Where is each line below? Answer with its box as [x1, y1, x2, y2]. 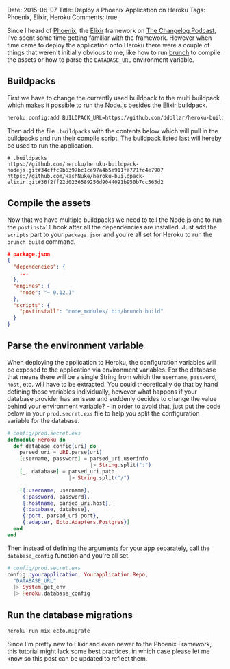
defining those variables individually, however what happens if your [7, 387, 197, 396]
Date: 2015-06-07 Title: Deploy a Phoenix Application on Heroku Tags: [7, 6, 205, 14]
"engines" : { [13, 282, 51, 289]
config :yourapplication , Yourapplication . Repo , [7, 571, 149, 578]
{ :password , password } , [22, 493, 90, 500]
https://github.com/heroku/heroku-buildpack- [7, 161, 139, 168]
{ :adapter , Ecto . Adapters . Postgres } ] [22, 519, 130, 526]
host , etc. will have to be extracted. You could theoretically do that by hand [7, 380, 218, 388]
